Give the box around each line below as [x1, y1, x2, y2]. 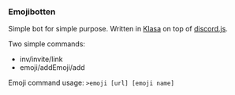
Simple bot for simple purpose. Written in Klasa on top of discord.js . [8, 24, 229, 34]
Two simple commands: [8, 39, 85, 49]
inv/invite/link [19, 54, 63, 64]
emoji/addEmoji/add [19, 63, 85, 72]
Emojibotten [8, 6, 56, 17]
